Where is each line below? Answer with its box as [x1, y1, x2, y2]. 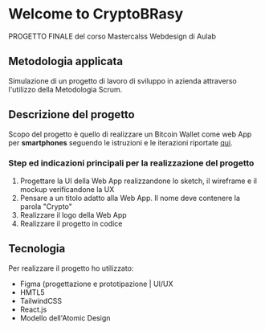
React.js [19, 304, 47, 314]
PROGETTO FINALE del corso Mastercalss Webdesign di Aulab [8, 31, 217, 41]
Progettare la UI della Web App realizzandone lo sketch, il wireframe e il [19, 176, 257, 186]
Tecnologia [8, 242, 66, 255]
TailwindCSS [19, 296, 63, 305]
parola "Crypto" [19, 202, 72, 211]
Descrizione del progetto [8, 108, 135, 121]
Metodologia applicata [8, 55, 124, 68]
